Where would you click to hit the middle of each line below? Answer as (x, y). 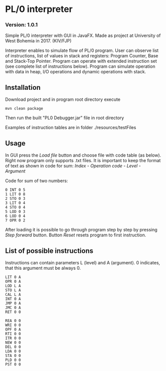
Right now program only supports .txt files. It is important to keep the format (83, 161)
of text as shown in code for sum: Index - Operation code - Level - (73, 166)
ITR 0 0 (13, 338)
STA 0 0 (13, 356)
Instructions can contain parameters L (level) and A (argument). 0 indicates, (83, 262)
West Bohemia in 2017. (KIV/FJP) (39, 41)
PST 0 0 (13, 364)
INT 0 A (13, 299)
